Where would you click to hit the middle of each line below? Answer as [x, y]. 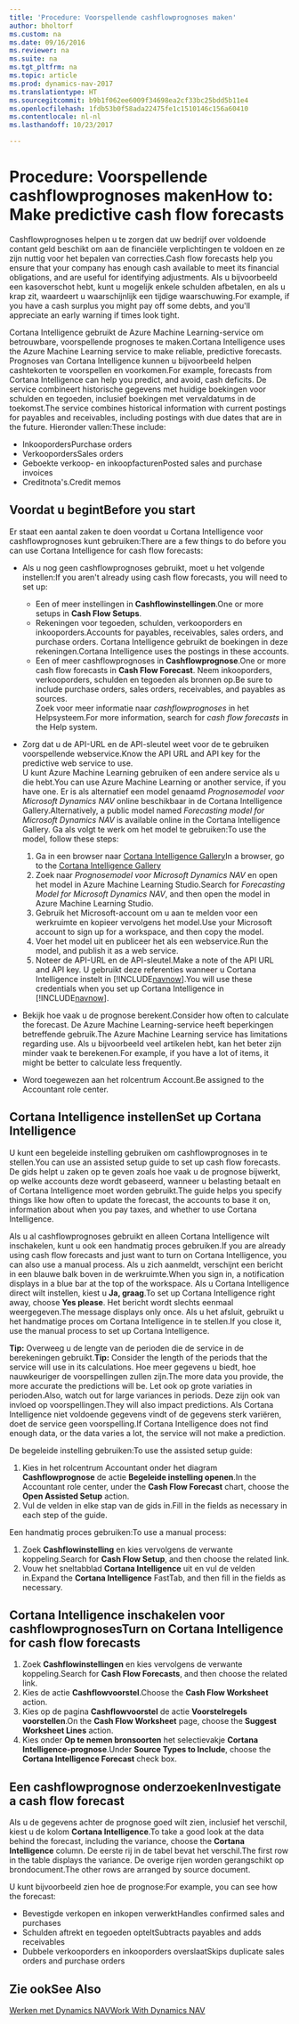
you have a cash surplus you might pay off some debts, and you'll [130, 305]
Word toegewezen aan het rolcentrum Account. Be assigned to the [143, 1079]
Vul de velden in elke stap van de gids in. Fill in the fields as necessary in [154, 1505]
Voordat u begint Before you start [102, 510]
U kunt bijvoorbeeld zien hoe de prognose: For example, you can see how [143, 1887]
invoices [37, 472]
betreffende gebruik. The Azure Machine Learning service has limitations [154, 1034]
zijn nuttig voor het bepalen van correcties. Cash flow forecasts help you [141, 258]
